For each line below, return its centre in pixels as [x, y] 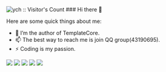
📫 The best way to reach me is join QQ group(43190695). [88, 40]
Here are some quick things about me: [54, 21]
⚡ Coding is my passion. [45, 49]
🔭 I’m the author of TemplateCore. [57, 33]
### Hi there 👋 [84, 9]
